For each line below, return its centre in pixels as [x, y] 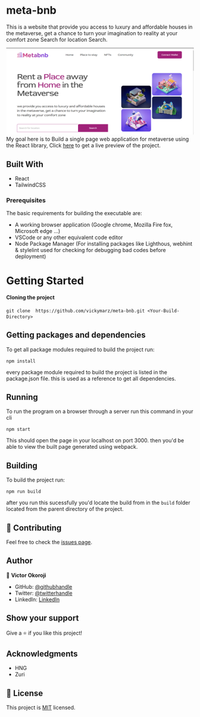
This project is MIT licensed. [41, 707]
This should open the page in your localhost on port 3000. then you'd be [95, 440]
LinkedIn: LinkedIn [37, 599]
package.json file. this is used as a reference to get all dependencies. [91, 378]
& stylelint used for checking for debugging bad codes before [90, 250]
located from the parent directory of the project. [65, 509]
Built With [25, 164]
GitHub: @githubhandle [43, 586]
